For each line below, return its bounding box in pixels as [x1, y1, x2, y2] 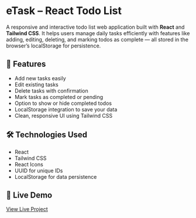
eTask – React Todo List [6, 4, 122, 18]
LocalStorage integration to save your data [14, 105, 118, 113]
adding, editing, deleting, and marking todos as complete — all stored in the [6, 36, 189, 43]
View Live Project [6, 206, 48, 213]
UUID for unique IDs [14, 167, 63, 174]
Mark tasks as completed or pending [14, 93, 104, 100]
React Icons [14, 161, 44, 168]
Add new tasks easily [14, 74, 66, 81]
